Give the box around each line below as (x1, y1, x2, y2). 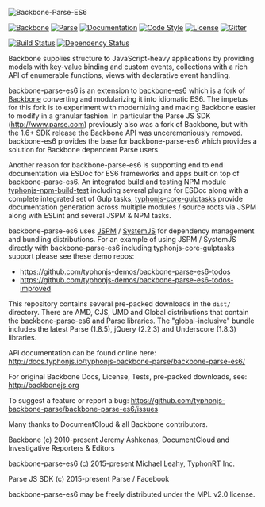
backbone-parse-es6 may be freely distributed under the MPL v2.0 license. (8, 490, 255, 499)
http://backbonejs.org (8, 381, 79, 390)
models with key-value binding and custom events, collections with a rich (8, 62, 248, 71)
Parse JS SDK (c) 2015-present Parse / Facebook (8, 474, 170, 483)
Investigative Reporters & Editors (8, 444, 115, 452)
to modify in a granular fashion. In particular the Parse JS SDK (8, 111, 211, 121)
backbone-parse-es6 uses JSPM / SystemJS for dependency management (8, 226, 255, 236)
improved (19, 284, 52, 293)
